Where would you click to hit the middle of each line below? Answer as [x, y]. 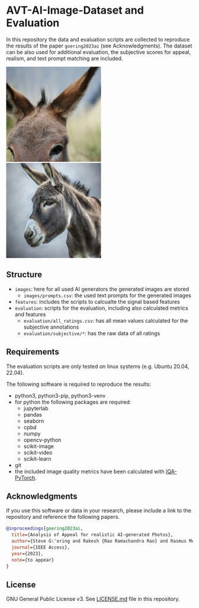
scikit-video [38, 452]
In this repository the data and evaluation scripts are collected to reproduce [98, 39]
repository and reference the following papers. [63, 517]
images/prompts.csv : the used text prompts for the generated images [107, 295]
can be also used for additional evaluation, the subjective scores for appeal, [99, 52]
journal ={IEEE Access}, [41, 547]
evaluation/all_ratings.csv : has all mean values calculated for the [106, 320]
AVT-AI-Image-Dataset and [75, 10]
